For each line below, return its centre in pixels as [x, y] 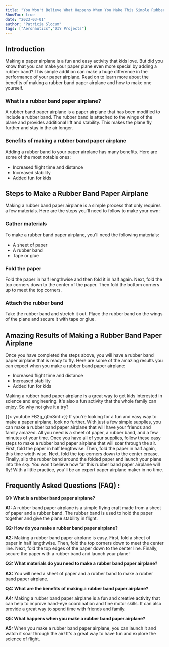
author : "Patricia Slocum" [33, 24]
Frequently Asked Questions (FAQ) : [63, 486]
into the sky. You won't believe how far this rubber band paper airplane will [83, 465]
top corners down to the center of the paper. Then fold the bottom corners [82, 284]
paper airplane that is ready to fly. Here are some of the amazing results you [84, 361]
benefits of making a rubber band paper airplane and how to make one [78, 82]
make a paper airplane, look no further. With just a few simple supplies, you [83, 422]
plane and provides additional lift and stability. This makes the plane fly [79, 123]
